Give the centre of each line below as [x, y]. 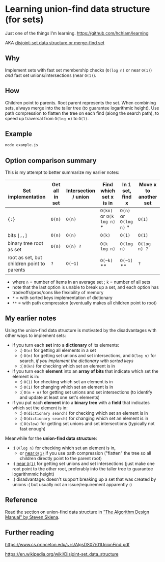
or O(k [107, 216]
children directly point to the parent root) [61, 458]
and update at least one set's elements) [59, 397]
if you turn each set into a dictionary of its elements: [66, 345]
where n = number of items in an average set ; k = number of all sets [81, 282]
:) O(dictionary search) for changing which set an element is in [84, 418]
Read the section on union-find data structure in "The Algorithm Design [77, 512]
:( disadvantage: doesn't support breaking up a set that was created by [84, 479]
